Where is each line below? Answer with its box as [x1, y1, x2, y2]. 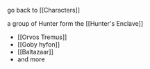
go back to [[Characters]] [7, 6, 81, 14]
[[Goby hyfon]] [17, 40, 60, 48]
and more [17, 55, 45, 63]
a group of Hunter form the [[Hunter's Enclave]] [7, 20, 144, 27]
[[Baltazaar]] [17, 48, 54, 56]
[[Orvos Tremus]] [17, 33, 67, 41]
